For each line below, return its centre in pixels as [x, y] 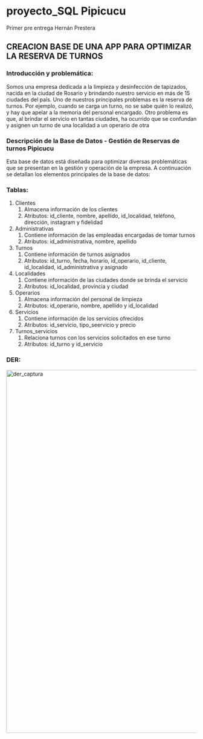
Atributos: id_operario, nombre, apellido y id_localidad [91, 306]
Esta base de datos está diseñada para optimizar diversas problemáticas [97, 161]
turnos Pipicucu [30, 148]
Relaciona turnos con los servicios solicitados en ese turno [97, 338]
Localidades [30, 274]
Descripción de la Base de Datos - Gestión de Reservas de [93, 141]
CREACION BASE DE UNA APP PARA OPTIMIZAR [99, 47]
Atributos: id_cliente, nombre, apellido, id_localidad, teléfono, [100, 216]
